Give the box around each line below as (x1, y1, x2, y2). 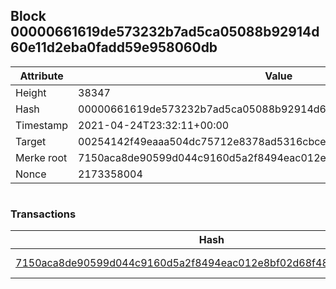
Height (15, 85, 47, 99)
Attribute (19, 69, 64, 83)
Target (15, 134, 47, 148)
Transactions (10, 207, 77, 221)
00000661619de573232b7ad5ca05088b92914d (10, 24, 320, 41)
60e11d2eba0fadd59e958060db (10, 39, 218, 56)
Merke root (15, 150, 68, 164)
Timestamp (15, 118, 69, 132)
